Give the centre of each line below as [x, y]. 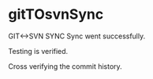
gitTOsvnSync [56, 14]
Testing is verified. [38, 51]
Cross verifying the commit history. [65, 66]
